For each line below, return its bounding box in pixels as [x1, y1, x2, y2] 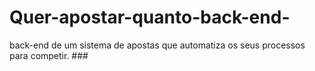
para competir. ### [9, 49, 89, 61]
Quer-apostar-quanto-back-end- [9, 6, 291, 29]
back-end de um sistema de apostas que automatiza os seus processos [9, 39, 306, 51]
